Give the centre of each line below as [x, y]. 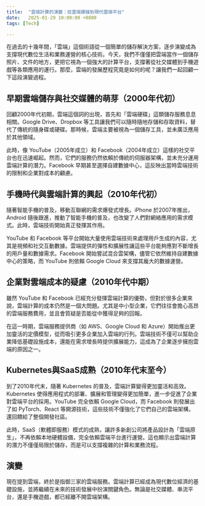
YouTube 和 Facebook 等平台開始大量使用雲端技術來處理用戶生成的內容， [99, 238]
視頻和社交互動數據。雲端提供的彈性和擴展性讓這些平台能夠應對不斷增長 [108, 246]
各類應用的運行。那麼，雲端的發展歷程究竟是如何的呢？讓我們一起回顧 [105, 70]
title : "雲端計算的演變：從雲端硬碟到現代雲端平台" [66, 12]
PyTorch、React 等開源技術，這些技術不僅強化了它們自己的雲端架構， [106, 409]
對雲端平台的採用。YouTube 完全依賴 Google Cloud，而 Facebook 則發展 [98, 401]
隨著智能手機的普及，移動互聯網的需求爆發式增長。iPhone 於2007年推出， [100, 210]
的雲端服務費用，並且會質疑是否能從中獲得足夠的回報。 [76, 313]
